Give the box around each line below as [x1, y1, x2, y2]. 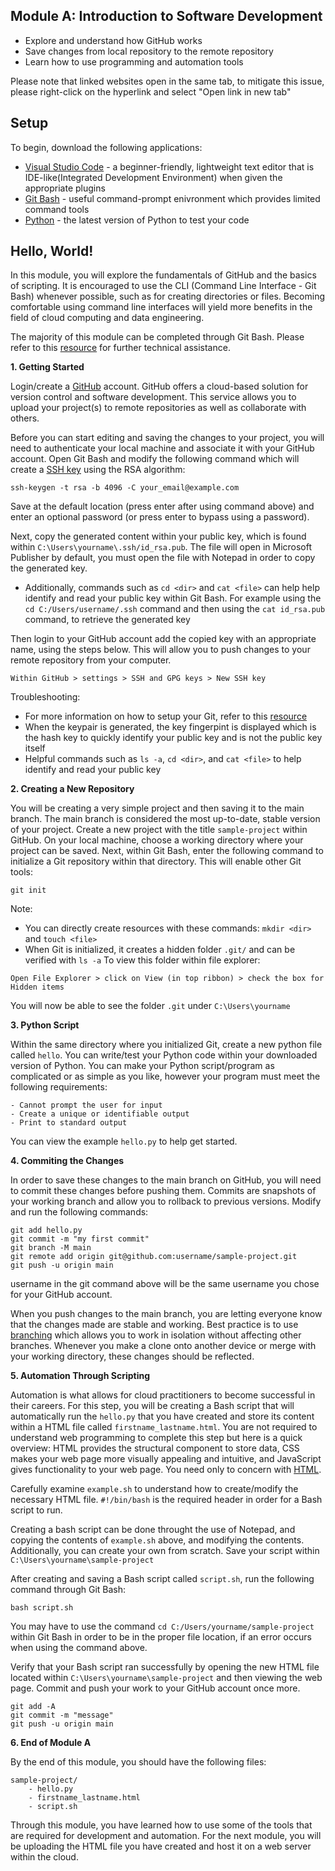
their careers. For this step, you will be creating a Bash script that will [10, 1400, 295, 1412]
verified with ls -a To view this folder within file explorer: [24, 954, 261, 966]
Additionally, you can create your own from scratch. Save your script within [10, 1545, 320, 1557]
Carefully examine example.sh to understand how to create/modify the [10, 1483, 299, 1495]
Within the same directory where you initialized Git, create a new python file [10, 1039, 323, 1051]
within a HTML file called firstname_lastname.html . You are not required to [10, 1421, 318, 1433]
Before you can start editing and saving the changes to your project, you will [10, 432, 325, 444]
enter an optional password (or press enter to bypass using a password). [10, 511, 310, 523]
